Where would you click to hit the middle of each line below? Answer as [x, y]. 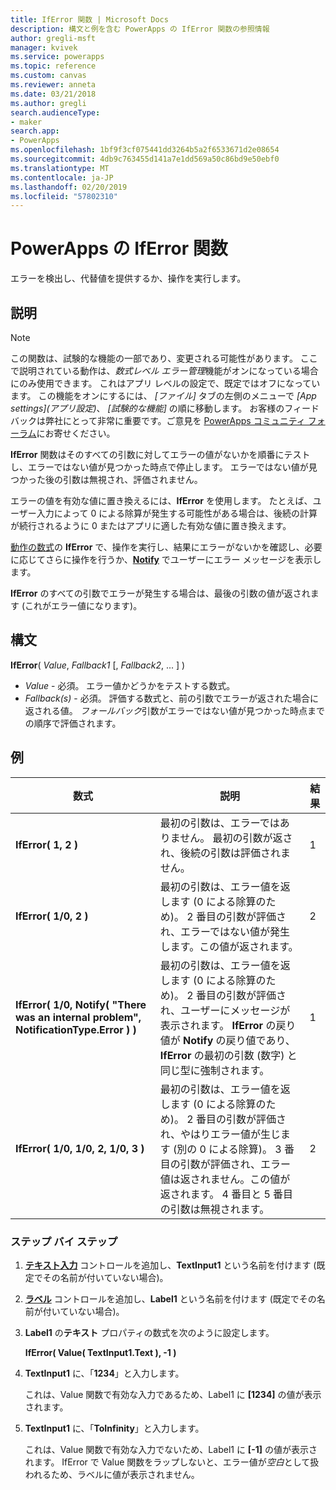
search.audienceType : [55, 112]
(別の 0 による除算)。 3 [227, 1149]
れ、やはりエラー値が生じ [220, 1134]
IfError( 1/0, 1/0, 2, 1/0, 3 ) [80, 1148]
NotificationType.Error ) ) [76, 1029]
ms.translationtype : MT [60, 168]
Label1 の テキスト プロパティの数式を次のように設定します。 [149, 1332]
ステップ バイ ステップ [64, 1241]
